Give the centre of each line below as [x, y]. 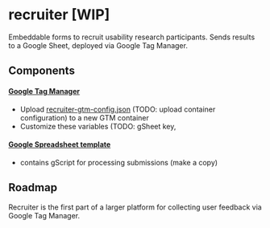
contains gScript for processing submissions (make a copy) [119, 162]
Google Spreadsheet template [60, 145]
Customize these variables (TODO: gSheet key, [98, 126]
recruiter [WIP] [59, 15]
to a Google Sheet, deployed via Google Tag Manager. [98, 45]
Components [42, 71]
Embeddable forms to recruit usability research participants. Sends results [132, 37]
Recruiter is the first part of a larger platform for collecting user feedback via [135, 207]
